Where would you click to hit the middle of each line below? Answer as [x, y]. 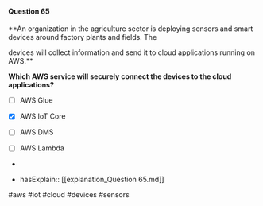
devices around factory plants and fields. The [83, 37]
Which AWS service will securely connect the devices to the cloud [120, 76]
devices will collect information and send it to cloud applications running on [132, 52]
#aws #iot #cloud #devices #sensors [69, 195]
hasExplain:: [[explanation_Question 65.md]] [92, 180]
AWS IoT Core [43, 116]
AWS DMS [37, 132]
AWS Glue [36, 100]
